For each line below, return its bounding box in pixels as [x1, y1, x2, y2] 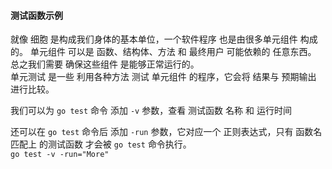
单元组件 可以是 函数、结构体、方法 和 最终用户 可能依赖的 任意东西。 [29, 46, 317, 58]
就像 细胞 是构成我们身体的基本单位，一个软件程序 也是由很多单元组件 [10, 33, 298, 45]
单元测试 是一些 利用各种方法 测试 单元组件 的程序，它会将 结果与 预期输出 [10, 71, 317, 83]
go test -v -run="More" [10, 150, 110, 160]
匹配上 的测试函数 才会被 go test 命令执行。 [10, 138, 192, 150]
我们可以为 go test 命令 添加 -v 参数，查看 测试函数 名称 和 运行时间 [10, 105, 292, 117]
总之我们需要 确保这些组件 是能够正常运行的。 [10, 58, 200, 70]
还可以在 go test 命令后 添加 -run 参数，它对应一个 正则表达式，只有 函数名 [10, 126, 323, 138]
